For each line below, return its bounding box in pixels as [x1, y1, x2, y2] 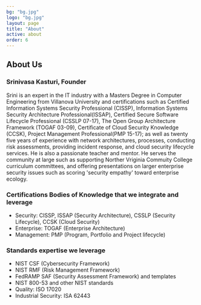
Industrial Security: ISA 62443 [15, 292, 91, 300]
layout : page [6, 20, 39, 26]
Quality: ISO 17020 [15, 286, 62, 293]
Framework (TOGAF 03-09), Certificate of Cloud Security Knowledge [6, 124, 179, 131]
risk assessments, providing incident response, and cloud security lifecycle [6, 143, 194, 150]
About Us [6, 59, 42, 70]
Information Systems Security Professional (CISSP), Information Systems [6, 104, 188, 112]
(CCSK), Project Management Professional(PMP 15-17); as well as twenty [6, 130, 188, 137]
